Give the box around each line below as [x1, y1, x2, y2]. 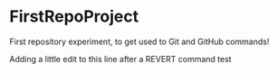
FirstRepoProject [9, 6, 139, 27]
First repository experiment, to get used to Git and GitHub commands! [9, 36, 270, 47]
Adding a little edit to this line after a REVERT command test [9, 53, 233, 64]
